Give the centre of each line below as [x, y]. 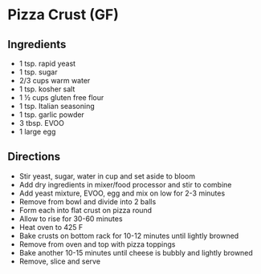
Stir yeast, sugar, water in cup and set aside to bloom [107, 176]
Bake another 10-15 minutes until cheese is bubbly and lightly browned [136, 252]
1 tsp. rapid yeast [47, 63]
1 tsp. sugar [38, 72]
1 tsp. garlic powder [52, 115]
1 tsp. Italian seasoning [57, 106]
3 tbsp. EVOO [42, 123]
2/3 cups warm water [55, 81]
